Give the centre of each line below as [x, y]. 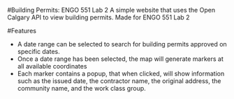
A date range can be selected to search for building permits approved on [122, 44]
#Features [22, 31]
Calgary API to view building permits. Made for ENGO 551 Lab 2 [98, 17]
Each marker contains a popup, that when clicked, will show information [121, 73]
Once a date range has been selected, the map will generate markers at [120, 59]
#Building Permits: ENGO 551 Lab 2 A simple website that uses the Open [111, 10]
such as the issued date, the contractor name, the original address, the [119, 81]
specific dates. [39, 52]
